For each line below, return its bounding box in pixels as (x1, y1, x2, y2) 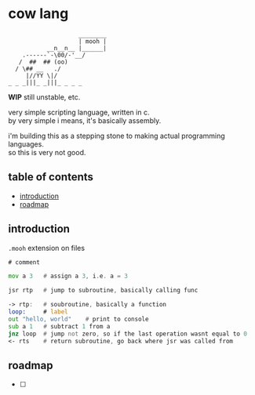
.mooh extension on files (8, 243, 85, 252)
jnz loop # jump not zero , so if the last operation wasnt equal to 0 (8, 330, 247, 338)
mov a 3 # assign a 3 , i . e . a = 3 (8, 272, 128, 281)
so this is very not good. (8, 147, 86, 157)
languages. (8, 139, 45, 149)
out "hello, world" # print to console (8, 315, 149, 323)
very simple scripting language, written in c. (8, 107, 150, 117)
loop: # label (8, 308, 68, 316)
